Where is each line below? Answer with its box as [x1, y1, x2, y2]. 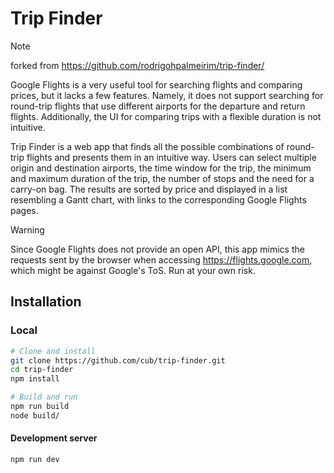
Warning [10, 223, 45, 236]
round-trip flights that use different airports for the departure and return [10, 100, 306, 112]
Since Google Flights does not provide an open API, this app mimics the [10, 243, 305, 255]
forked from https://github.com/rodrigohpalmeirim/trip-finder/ [10, 59, 265, 71]
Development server [10, 432, 98, 444]
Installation [10, 293, 82, 311]
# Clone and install [10, 346, 97, 356]
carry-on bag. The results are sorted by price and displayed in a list [10, 183, 288, 195]
